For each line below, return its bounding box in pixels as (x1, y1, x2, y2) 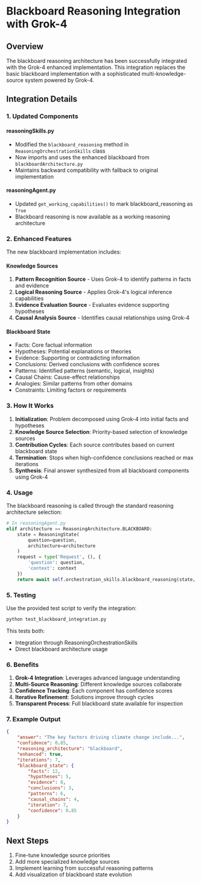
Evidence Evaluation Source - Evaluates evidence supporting (14, 301, 170, 309)
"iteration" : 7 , (28, 802, 69, 808)
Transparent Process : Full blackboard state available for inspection (14, 700, 183, 707)
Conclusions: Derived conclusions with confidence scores (14, 361, 160, 368)
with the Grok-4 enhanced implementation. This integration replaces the (6, 64, 186, 71)
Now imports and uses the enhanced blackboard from (14, 153, 150, 161)
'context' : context (28, 565, 77, 571)
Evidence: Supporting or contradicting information (14, 354, 140, 361)
